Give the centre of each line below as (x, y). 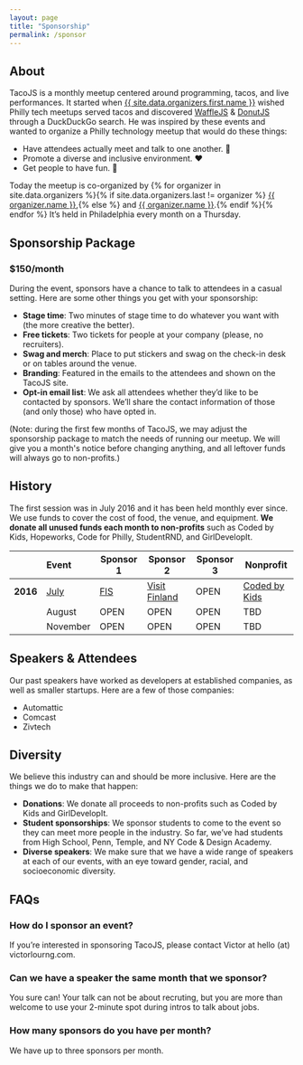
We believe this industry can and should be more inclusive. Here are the (143, 777)
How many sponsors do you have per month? (110, 1031)
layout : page (34, 18)
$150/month (37, 269)
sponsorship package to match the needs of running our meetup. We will (145, 438)
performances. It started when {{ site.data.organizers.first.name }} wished (147, 103)
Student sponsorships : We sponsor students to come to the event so (151, 823)
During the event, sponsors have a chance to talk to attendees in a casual (146, 288)
